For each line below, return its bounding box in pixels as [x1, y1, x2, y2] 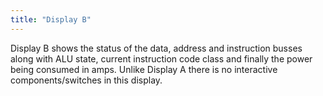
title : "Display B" [10, 14, 92, 25]
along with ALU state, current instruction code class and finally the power [10, 52, 313, 65]
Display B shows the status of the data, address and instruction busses [10, 42, 303, 54]
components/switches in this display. [10, 74, 163, 86]
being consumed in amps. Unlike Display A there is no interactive [10, 63, 278, 75]
